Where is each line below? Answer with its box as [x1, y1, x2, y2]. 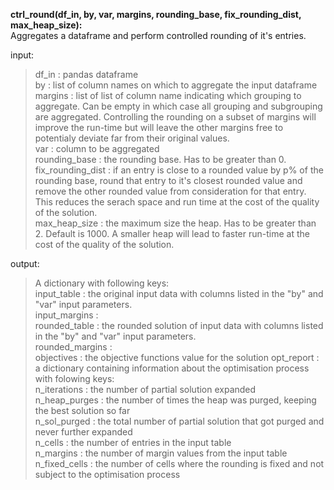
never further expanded [34, 426, 133, 438]
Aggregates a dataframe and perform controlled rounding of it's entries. [10, 30, 307, 41]
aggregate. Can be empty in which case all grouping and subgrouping [34, 100, 323, 112]
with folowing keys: [34, 373, 115, 384]
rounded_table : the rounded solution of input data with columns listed [34, 320, 324, 331]
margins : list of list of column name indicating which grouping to [34, 90, 302, 101]
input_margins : [34, 309, 99, 321]
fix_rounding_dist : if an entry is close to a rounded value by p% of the [34, 164, 324, 176]
